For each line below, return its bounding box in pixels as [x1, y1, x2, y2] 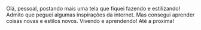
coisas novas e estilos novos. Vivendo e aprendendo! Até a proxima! [6, 18, 175, 24]
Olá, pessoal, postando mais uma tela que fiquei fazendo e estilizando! [6, 5, 181, 12]
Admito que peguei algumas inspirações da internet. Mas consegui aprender [6, 11, 195, 18]
